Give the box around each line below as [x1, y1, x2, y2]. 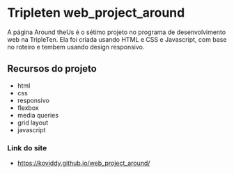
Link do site [7, 143, 47, 152]
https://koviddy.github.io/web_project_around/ [17, 159, 150, 168]
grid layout [17, 118, 49, 127]
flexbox [17, 103, 40, 112]
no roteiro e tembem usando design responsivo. [7, 42, 145, 51]
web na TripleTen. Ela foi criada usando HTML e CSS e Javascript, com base [7, 35, 227, 43]
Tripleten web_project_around [7, 5, 185, 21]
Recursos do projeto [7, 63, 97, 74]
